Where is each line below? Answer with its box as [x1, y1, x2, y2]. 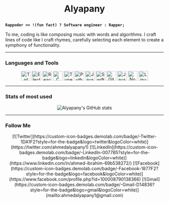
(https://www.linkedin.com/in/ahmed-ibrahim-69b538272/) [9, 160, 132, 166]
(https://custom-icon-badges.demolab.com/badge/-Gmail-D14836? [14, 182, 155, 188]
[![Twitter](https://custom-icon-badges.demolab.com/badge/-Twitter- [12, 133, 157, 140]
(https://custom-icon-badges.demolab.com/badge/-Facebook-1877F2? [11, 166, 158, 172]
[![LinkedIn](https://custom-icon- [90, 144, 158, 150]
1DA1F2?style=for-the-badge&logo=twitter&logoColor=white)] [20, 139, 149, 145]
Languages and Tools [5, 59, 59, 66]
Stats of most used [5, 93, 52, 100]
